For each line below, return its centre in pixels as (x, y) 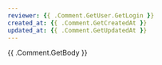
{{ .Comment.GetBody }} (47, 53)
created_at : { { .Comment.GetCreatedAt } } (77, 23)
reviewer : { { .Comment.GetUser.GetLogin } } (81, 15)
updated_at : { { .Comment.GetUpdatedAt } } (77, 30)
